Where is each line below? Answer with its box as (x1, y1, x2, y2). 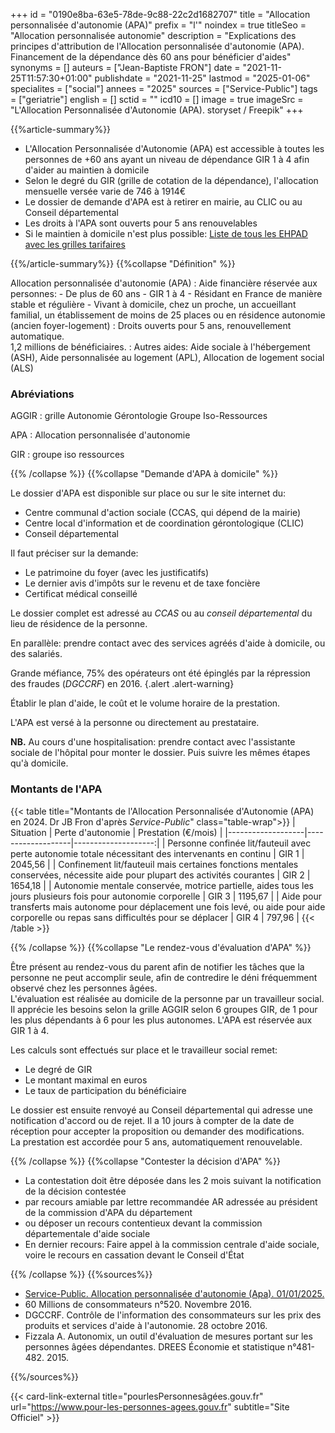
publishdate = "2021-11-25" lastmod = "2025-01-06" (94, 72, 311, 84)
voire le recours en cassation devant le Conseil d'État (24, 1249, 245, 1261)
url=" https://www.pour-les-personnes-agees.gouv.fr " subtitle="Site (10, 1400, 290, 1413)
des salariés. (10, 648, 63, 660)
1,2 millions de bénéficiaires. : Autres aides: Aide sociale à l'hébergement (10, 341, 311, 353)
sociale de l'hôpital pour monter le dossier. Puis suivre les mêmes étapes (10, 747, 311, 759)
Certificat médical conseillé (24, 588, 138, 600)
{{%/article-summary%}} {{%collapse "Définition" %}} (10, 258, 236, 269)
